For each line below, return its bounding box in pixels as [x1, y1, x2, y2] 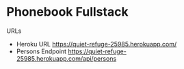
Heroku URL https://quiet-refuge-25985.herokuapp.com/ [16, 40, 177, 48]
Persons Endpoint [16, 47, 66, 55]
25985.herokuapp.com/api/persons [16, 54, 117, 62]
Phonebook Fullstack [6, 4, 129, 20]
